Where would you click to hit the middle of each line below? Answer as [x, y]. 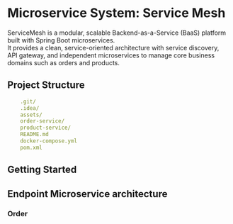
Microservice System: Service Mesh [116, 13]
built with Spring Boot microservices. [61, 40]
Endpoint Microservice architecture [87, 194]
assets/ [31, 115]
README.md [35, 135]
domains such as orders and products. [64, 62]
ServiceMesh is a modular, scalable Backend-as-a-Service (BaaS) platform [117, 33]
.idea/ [30, 108]
